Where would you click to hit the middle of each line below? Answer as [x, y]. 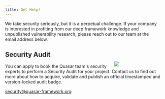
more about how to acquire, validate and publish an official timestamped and [83, 77]
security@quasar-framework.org [38, 92]
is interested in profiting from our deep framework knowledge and [72, 29]
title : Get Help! [23, 10]
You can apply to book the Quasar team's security [56, 66]
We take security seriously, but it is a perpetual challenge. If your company [81, 24]
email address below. [27, 39]
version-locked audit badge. [34, 82]
